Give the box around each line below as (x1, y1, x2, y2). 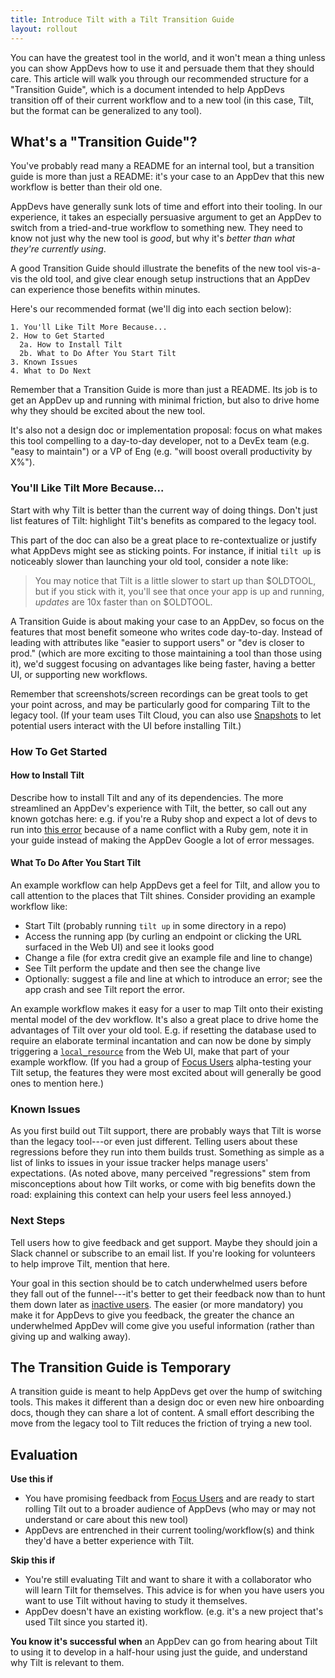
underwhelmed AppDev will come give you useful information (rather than (10, 1319, 315, 1331)
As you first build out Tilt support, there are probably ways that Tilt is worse (10, 1125, 322, 1137)
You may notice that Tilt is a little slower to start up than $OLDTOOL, (34, 574, 317, 586)
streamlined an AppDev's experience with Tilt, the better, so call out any (10, 802, 307, 814)
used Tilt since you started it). (24, 1616, 148, 1628)
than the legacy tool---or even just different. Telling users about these (10, 1136, 298, 1148)
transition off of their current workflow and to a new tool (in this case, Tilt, (10, 94, 315, 106)
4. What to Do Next (10, 366, 92, 376)
